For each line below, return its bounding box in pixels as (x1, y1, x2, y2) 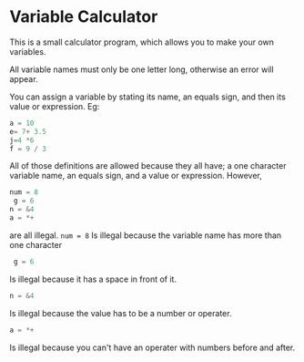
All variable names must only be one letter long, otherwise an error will (9, 64, 275, 75)
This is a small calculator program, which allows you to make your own (9, 36, 275, 47)
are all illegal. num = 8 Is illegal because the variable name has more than (9, 230, 282, 241)
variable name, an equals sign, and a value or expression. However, (9, 171, 262, 181)
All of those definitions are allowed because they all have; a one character (9, 160, 287, 171)
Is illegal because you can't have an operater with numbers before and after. (9, 342, 296, 353)
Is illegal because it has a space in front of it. (9, 274, 177, 284)
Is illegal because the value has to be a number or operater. (9, 307, 232, 318)
